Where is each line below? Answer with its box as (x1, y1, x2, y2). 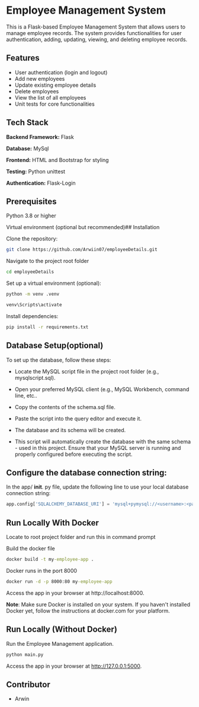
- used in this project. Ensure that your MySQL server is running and (14, 444, 181, 451)
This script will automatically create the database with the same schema (14, 437, 191, 445)
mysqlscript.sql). (14, 374, 56, 381)
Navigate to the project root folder (6, 258, 89, 265)
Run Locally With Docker (6, 518, 99, 528)
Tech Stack (6, 118, 49, 128)
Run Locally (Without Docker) (6, 624, 117, 635)
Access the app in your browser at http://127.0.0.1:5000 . (6, 662, 142, 670)
